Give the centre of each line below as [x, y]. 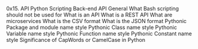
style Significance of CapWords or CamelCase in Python [76, 40]
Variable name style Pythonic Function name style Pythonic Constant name [99, 34]
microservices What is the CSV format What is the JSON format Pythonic [97, 21]
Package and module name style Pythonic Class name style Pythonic [91, 27]
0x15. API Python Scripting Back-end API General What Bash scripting [92, 9]
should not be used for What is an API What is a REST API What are [89, 15]
